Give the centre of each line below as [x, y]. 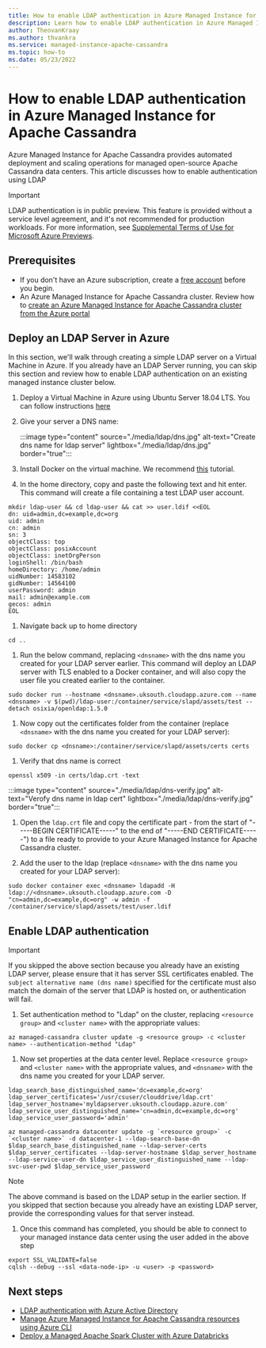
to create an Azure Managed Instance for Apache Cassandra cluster [131, 305]
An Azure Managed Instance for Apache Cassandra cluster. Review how [137, 296]
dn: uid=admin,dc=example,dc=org [63, 514]
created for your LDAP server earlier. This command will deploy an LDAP [138, 664]
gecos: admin [30, 604]
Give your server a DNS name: [69, 421]
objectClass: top [37, 542]
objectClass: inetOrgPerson [55, 556]
